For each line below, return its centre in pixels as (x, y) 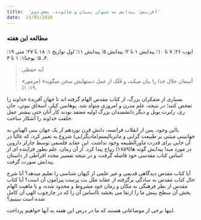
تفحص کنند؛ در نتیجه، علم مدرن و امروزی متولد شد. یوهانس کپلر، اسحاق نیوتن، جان (100, 105)
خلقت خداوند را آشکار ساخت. (40, 118)
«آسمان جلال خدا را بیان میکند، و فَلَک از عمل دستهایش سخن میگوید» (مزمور (107, 81)
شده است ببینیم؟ (26, 198)
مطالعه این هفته (27, 38)
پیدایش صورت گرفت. (31, 161)
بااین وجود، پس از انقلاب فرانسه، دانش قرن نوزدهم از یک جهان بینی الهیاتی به (93, 129)
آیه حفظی (32, 69)
